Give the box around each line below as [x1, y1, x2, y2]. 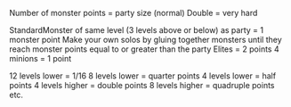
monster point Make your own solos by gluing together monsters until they [9, 35, 282, 45]
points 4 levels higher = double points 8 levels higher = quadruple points [9, 80, 275, 90]
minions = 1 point [9, 53, 72, 63]
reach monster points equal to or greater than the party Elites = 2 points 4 [9, 44, 279, 54]
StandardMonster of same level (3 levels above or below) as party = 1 [9, 25, 264, 35]
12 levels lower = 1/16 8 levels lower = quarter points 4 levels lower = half [9, 70, 277, 81]
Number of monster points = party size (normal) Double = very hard [9, 8, 258, 18]
